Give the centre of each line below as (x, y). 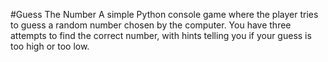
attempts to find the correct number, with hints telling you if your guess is (161, 35)
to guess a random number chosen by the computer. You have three (151, 25)
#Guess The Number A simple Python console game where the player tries (164, 14)
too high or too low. (50, 46)
